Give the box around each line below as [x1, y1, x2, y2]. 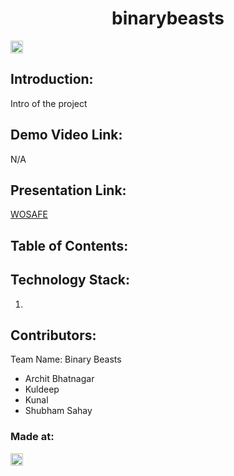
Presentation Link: [10, 182, 127, 199]
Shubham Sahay [24, 405, 93, 417]
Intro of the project [10, 97, 88, 109]
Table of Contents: [10, 237, 129, 254]
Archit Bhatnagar [24, 373, 95, 385]
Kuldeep [24, 383, 60, 396]
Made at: [10, 430, 55, 444]
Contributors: [10, 327, 97, 344]
